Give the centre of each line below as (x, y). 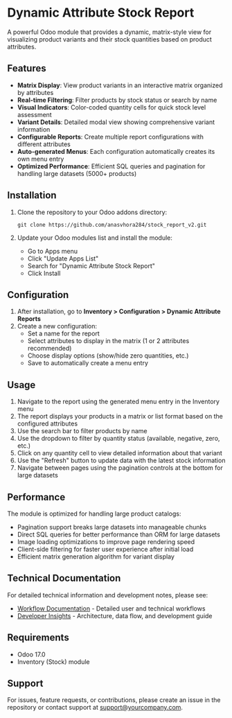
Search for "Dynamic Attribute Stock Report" (91, 265)
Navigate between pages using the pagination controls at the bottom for (120, 468)
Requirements (38, 638)
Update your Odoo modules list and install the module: (95, 238)
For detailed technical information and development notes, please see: (108, 595)
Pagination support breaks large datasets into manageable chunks (111, 527)
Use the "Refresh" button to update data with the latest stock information (121, 461)
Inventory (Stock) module (53, 662)
